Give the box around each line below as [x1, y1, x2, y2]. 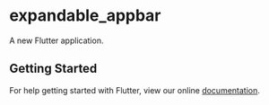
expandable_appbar [9, 5, 161, 26]
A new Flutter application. [9, 35, 104, 46]
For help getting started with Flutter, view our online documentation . [9, 84, 260, 95]
